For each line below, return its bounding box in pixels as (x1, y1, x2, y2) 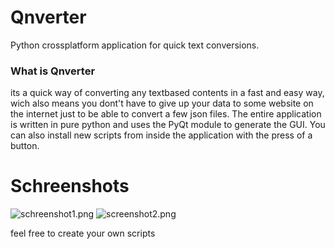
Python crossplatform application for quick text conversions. (10, 39, 260, 51)
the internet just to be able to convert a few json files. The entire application (10, 108, 322, 120)
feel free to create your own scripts (10, 227, 156, 240)
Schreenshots (10, 175, 130, 198)
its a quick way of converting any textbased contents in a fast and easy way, (10, 87, 325, 99)
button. (10, 140, 40, 152)
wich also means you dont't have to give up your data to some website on (10, 97, 314, 110)
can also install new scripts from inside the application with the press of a (10, 129, 313, 141)
